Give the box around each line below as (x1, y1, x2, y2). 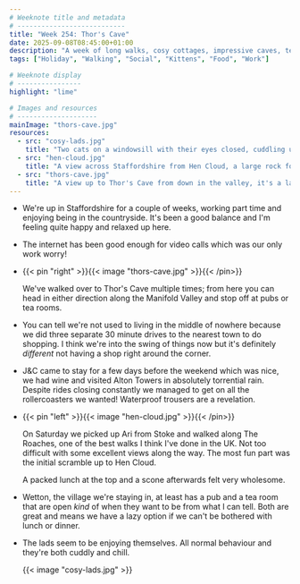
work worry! (21, 249, 67, 259)
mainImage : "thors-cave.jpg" (9, 120, 118, 130)
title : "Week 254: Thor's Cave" (9, 30, 129, 38)
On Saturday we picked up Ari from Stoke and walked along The (21, 428, 259, 439)
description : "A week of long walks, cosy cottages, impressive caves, (9, 47, 281, 55)
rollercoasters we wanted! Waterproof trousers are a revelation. (21, 394, 256, 405)
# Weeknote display (9, 71, 82, 80)
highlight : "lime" (9, 87, 78, 97)
